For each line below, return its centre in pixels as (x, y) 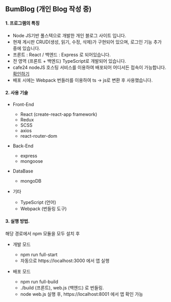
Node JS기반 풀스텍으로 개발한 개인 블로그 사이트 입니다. (69, 35)
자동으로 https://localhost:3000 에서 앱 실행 (65, 261)
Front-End (23, 104)
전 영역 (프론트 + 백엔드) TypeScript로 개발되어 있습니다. (69, 61)
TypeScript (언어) (38, 202)
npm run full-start (39, 255)
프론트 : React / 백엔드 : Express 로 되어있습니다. (62, 55)
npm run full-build (39, 282)
